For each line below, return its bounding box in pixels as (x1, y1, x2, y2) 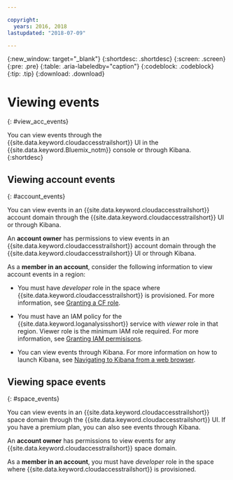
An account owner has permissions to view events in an (7, 234, 170, 242)
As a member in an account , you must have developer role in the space (7, 457, 215, 466)
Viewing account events (7, 173, 115, 186)
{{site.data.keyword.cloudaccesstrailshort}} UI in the (7, 138, 159, 147)
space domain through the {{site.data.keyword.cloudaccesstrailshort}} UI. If (7, 415, 226, 424)
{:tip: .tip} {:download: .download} (7, 69, 105, 78)
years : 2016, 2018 (13, 22, 68, 30)
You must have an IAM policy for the (17, 313, 122, 321)
